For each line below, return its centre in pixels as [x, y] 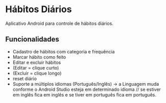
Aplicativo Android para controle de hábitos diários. [59, 23]
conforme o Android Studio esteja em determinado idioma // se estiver [87, 89]
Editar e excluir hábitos [37, 62]
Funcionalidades [32, 39]
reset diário [25, 78]
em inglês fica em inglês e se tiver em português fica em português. [85, 94]
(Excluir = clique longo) [37, 73]
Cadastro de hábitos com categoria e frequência [64, 51]
